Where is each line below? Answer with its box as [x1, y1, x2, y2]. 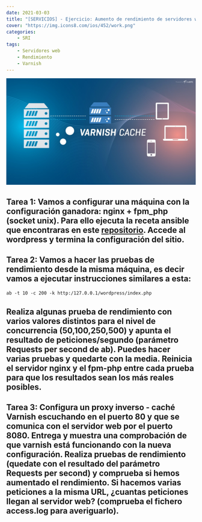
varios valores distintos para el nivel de [6, 316, 156, 326]
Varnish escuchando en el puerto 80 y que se [6, 412, 180, 422]
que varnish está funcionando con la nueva [6, 440, 171, 450]
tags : [6, 42, 20, 48]
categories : [6, 29, 36, 35]
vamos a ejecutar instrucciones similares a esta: [6, 273, 191, 284]
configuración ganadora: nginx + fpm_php [6, 206, 168, 216]
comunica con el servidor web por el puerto [6, 421, 173, 432]
